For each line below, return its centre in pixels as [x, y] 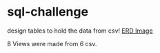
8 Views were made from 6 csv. [52, 43]
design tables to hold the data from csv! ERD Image [80, 31]
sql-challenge [48, 12]
